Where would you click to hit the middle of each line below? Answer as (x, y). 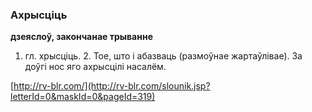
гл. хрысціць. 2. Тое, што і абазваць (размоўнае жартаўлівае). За (163, 56)
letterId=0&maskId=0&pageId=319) (83, 97)
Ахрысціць (39, 15)
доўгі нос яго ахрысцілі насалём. (95, 67)
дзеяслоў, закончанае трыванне (81, 37)
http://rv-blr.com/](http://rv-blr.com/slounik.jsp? (112, 86)
